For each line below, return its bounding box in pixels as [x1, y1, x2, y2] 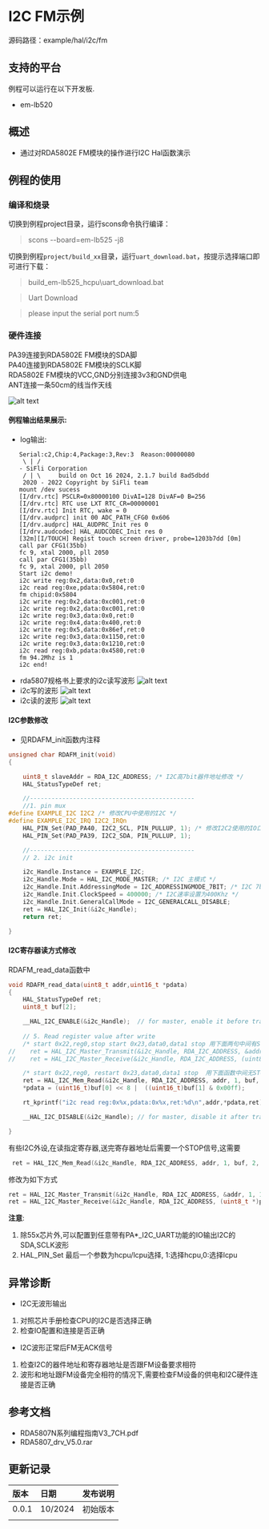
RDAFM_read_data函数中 [8, 965, 90, 974]
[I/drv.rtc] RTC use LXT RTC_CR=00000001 [18, 500, 159, 508]
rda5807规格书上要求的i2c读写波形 [19, 676, 135, 685]
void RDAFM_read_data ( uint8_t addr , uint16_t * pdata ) [8, 981, 188, 989]
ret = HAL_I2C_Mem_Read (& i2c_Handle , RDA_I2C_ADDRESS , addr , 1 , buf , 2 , [11, 1158, 260, 1167]
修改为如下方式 [8, 1174, 58, 1184]
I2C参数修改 [8, 716, 49, 725]
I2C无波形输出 [19, 1298, 67, 1309]
